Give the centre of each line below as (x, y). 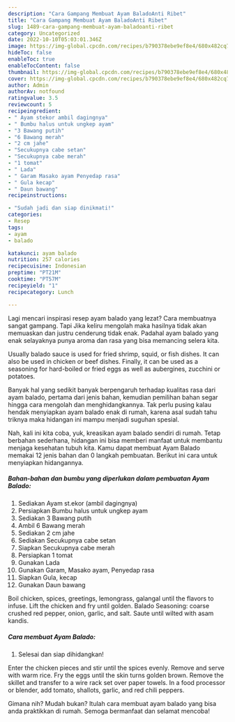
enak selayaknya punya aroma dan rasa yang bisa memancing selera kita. (114, 340)
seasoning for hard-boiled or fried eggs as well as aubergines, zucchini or (114, 369)
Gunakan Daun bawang (52, 585)
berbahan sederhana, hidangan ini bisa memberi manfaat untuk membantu (115, 440)
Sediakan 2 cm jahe (46, 533)
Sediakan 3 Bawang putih (55, 518)
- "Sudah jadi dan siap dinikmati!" (61, 208)
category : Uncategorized (44, 33)
